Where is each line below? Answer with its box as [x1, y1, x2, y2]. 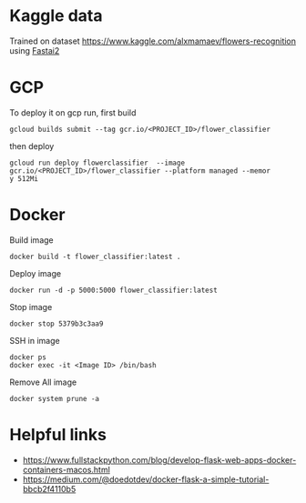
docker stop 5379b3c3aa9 [9, 319, 104, 328]
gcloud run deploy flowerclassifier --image [9, 158, 185, 167]
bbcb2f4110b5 [22, 483, 76, 494]
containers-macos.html [22, 464, 111, 475]
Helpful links [9, 425, 107, 445]
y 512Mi [9, 174, 39, 183]
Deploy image [9, 267, 62, 278]
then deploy [9, 140, 55, 151]
